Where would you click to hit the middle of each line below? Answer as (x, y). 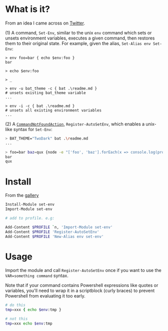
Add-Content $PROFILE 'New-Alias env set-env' (54, 236)
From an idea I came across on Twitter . (45, 23)
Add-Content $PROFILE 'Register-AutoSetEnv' (52, 232)
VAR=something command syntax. (37, 275)
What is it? (28, 9)
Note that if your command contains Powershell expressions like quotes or (82, 285)
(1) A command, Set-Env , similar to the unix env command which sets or (78, 32)
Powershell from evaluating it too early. (45, 296)
